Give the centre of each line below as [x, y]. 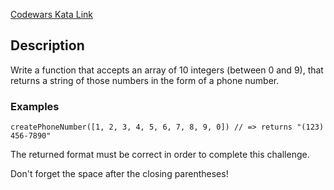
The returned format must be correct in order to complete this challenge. [160, 155]
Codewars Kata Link [51, 14]
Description [47, 45]
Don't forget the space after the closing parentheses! [119, 174]
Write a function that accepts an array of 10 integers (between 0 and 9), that [167, 70]
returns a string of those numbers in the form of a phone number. [145, 80]
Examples [35, 106]
